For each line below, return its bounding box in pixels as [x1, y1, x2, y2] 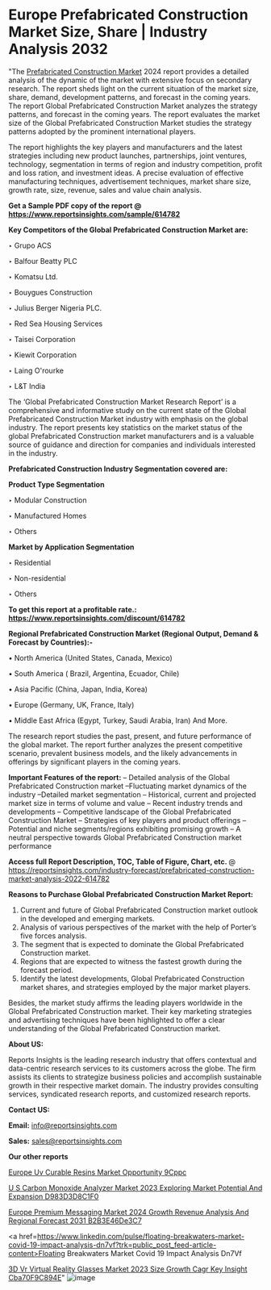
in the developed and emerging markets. [19, 913, 155, 923]
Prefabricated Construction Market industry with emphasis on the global [8, 414, 248, 424]
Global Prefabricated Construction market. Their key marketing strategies [8, 1006, 252, 1016]
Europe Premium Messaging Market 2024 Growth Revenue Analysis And [8, 1207, 249, 1217]
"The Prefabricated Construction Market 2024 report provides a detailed [8, 66, 249, 76]
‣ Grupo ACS [8, 240, 52, 250]
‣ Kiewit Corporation [8, 349, 77, 360]
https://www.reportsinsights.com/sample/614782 [8, 209, 181, 219]
